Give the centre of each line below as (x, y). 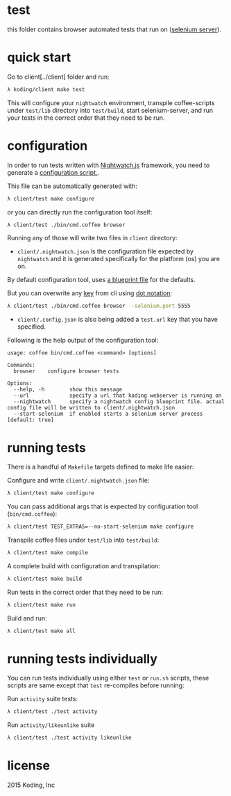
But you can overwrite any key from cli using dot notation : (89, 293)
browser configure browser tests (66, 371)
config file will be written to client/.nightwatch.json (91, 408)
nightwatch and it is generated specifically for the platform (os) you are (119, 259)
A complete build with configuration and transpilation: (84, 565)
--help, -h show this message (68, 390)
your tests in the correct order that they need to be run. (86, 118)
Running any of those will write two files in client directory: (93, 238)
